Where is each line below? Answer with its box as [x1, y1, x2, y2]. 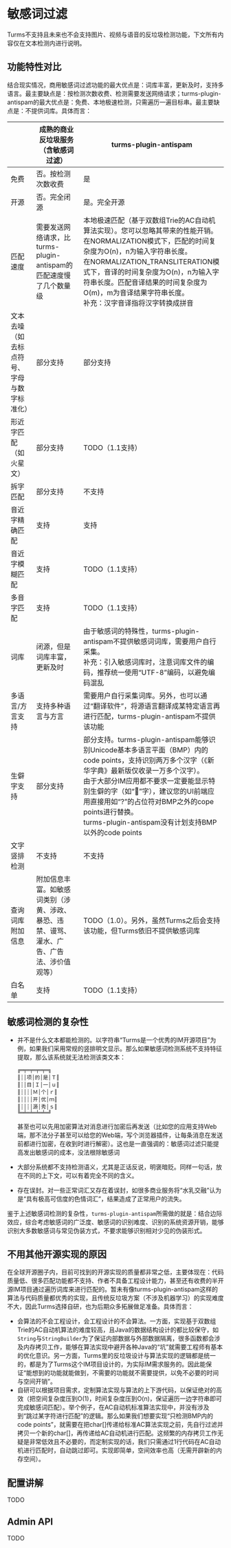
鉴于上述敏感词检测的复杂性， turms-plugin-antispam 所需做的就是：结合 [7, 1209, 211, 1217]
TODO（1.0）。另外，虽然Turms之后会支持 [83, 916, 221, 925]
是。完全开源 [83, 197, 125, 207]
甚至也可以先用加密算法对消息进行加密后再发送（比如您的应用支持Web [16, 1122, 217, 1131]
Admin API [7, 1516, 54, 1527]
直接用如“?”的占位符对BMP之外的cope [90, 796, 214, 806]
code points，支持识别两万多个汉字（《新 [83, 755, 214, 765]
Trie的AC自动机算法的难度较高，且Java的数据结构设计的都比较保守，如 [16, 1325, 219, 1334]
